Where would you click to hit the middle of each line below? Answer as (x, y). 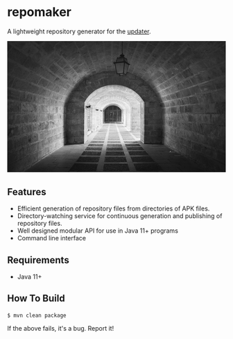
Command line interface (52, 238)
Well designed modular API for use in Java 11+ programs (98, 231)
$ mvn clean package (37, 315)
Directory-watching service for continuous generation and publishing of (120, 216)
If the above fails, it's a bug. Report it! (61, 328)
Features (27, 192)
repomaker (39, 12)
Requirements (38, 260)
